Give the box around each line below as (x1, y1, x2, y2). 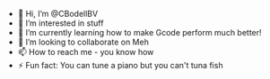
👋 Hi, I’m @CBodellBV (17, 9, 99, 19)
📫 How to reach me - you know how (17, 47, 154, 57)
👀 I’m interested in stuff (17, 18, 104, 28)
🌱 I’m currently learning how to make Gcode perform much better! (17, 28, 262, 37)
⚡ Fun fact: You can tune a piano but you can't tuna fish (17, 60, 223, 70)
